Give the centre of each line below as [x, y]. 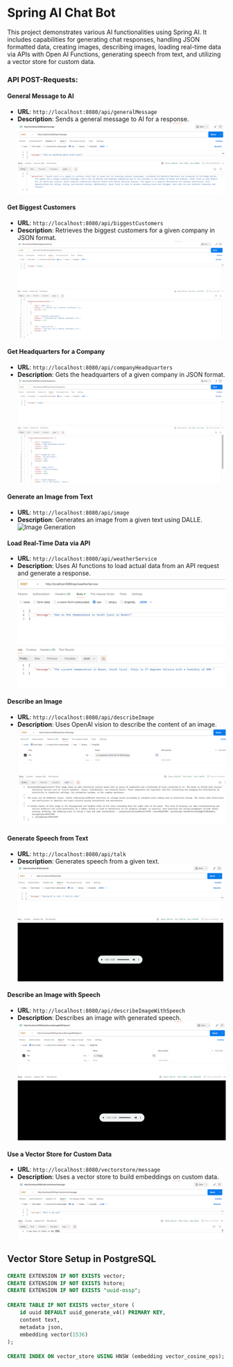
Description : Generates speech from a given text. [88, 861]
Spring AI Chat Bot [61, 13]
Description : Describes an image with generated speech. [99, 1017]
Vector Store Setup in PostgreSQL [82, 1259]
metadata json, [42, 1327]
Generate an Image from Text [50, 497]
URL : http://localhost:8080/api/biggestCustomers [90, 223]
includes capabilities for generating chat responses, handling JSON [103, 39]
